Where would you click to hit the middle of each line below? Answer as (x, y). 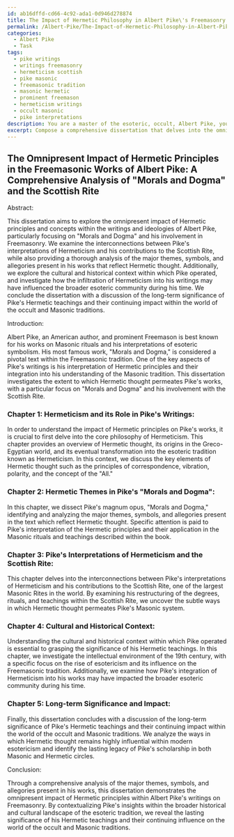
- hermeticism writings (48, 104)
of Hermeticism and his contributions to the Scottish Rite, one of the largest (115, 586)
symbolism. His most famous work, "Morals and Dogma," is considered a (112, 352)
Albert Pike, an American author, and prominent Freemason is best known (113, 337)
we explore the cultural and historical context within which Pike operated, (112, 273)
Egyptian (20, 452)
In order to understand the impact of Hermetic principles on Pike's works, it (115, 430)
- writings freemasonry (48, 65)
